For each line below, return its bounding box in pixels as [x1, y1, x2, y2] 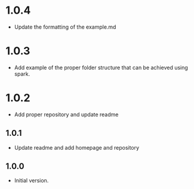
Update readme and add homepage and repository [14, 144, 140, 151]
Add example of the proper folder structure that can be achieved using [14, 64, 189, 71]
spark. [14, 70, 30, 78]
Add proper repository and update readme [14, 111, 119, 118]
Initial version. [14, 177, 49, 184]
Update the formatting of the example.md [14, 23, 116, 30]
